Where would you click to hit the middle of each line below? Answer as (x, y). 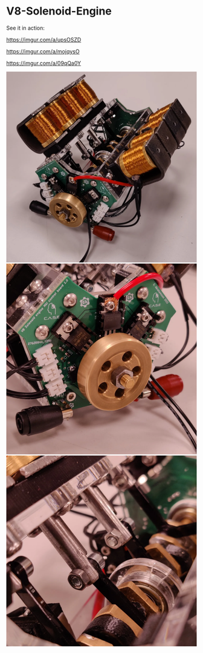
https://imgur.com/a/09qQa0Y (44, 63)
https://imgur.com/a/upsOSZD (44, 39)
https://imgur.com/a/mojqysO (43, 51)
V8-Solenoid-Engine (59, 11)
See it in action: (26, 28)
